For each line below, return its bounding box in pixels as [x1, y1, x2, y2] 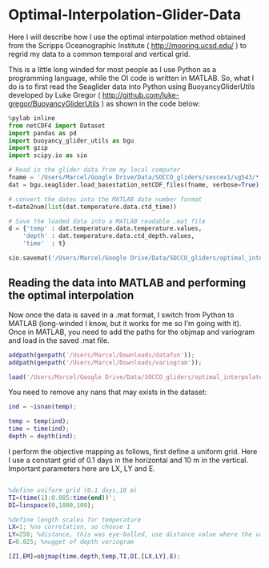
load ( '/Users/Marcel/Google [8, 373, 102, 381]
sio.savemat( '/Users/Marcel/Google [8, 254, 127, 262]
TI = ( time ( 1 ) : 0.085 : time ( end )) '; [8, 493, 116, 502]
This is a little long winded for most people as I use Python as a [8, 64, 217, 74]
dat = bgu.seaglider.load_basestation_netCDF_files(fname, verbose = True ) [8, 180, 260, 189]
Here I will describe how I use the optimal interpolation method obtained [8, 32, 246, 42]
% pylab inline [8, 114, 56, 122]
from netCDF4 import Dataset [8, 122, 106, 130]
